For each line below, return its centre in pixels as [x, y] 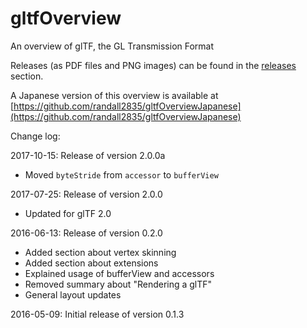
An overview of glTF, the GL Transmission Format [112, 46]
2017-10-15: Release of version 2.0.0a [88, 155]
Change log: [35, 136]
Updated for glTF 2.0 [68, 213]
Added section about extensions [91, 263]
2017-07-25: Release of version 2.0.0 [86, 194]
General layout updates [73, 294]
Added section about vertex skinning [100, 252]
